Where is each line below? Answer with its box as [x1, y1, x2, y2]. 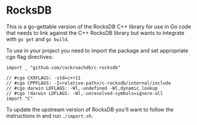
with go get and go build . [6, 35, 69, 42]
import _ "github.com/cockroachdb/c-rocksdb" [6, 64, 120, 71]
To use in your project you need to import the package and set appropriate [6, 47, 189, 54]
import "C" [6, 96, 33, 101]
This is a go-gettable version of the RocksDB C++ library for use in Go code [6, 23, 192, 30]
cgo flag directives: [6, 53, 53, 60]
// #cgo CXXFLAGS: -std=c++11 [6, 75, 81, 81]
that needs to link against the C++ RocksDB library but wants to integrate [6, 29, 185, 36]
